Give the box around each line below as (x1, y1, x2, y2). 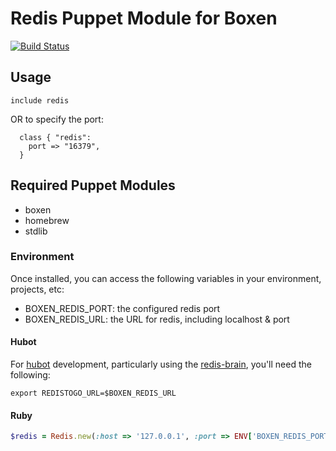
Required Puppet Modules (10, 177, 176, 194)
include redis (10, 95, 70, 106)
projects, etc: (10, 283, 65, 295)
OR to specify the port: (10, 113, 104, 125)
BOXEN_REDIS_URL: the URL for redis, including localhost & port (24, 313, 290, 325)
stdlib (24, 225, 48, 237)
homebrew (24, 214, 70, 226)
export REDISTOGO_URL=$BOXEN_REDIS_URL (10, 388, 177, 399)
